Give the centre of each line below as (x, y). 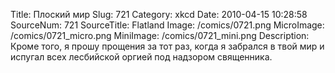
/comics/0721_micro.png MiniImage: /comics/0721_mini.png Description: (160, 35)
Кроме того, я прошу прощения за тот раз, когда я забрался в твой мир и (167, 46)
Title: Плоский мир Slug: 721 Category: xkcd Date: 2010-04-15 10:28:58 (159, 14)
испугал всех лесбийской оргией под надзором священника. (141, 57)
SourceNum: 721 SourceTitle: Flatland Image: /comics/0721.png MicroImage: (167, 25)
